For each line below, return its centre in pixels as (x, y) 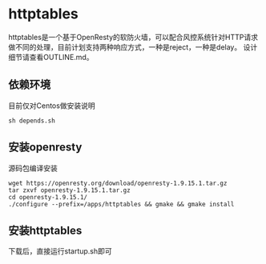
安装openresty (45, 148)
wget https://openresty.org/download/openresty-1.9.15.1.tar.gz (118, 183)
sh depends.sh (32, 121)
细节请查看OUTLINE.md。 (51, 57)
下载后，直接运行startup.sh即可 (60, 251)
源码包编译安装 (33, 168)
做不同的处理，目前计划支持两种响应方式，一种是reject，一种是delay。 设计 (133, 47)
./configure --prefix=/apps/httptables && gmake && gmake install (121, 204)
